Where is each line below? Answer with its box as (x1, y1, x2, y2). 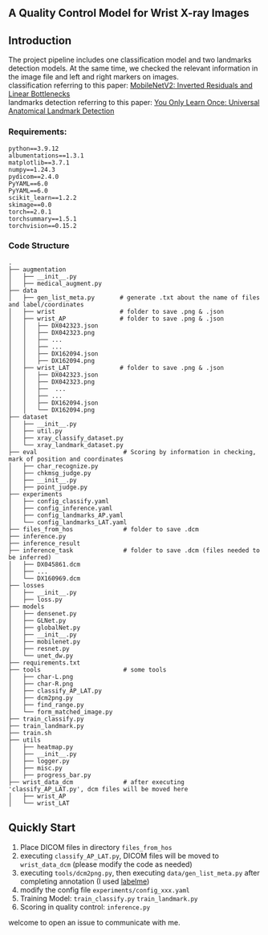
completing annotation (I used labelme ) (19, 876, 150, 886)
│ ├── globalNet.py (8, 624, 81, 632)
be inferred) (8, 553, 52, 561)
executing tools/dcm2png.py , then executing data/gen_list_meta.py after (19, 868, 261, 877)
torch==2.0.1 (8, 208, 52, 216)
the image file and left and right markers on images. (8, 72, 179, 82)
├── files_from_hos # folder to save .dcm (8, 525, 199, 533)
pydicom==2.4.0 (8, 173, 59, 181)
